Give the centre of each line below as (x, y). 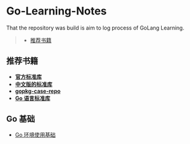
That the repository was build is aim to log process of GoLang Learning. (95, 28)
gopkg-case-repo (38, 91)
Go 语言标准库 (33, 98)
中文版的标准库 (33, 84)
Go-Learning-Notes (57, 11)
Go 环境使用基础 (35, 134)
